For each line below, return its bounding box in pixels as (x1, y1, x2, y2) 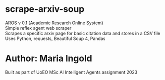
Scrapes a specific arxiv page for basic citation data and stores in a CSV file (5, 30, 161, 36)
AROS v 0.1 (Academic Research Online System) (5, 20, 104, 26)
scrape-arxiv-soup (5, 3, 85, 15)
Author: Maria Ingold (5, 53, 93, 64)
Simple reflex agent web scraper (5, 25, 72, 31)
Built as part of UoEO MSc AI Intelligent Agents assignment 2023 (5, 69, 138, 75)
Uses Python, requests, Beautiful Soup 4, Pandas (5, 36, 106, 41)
